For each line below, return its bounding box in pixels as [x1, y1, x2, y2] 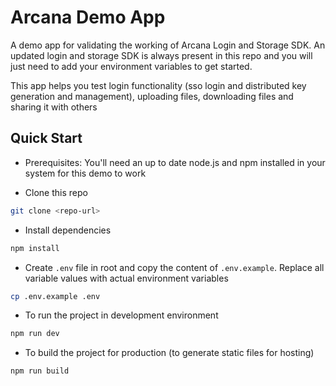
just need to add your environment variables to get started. [10, 60, 253, 72]
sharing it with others [10, 101, 98, 113]
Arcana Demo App [10, 6, 166, 29]
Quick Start [10, 130, 83, 147]
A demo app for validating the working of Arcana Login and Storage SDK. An [10, 39, 326, 51]
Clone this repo [24, 186, 88, 198]
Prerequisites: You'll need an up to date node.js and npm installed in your [24, 156, 326, 168]
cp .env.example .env [10, 291, 101, 301]
